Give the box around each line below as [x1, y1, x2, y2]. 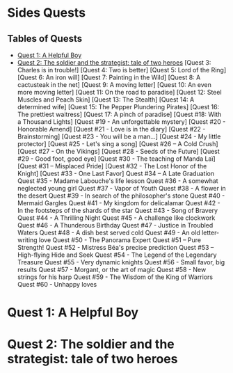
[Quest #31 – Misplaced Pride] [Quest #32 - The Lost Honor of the [17, 162, 207, 170]
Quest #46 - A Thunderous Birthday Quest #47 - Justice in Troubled [17, 221, 214, 229]
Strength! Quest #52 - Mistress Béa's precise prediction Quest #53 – [17, 244, 214, 251]
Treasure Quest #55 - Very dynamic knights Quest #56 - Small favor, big [17, 258, 225, 266]
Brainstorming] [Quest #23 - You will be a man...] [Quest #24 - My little [17, 132, 221, 141]
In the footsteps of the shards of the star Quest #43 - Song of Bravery [17, 207, 218, 214]
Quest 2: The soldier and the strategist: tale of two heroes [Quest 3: [17, 58, 211, 67]
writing [17, 236, 38, 244]
